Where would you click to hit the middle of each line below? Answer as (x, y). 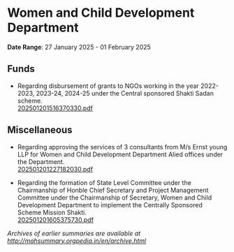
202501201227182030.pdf (55, 169)
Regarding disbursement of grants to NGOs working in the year (108, 86)
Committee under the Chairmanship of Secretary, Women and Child (114, 198)
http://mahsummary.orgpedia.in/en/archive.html (77, 240)
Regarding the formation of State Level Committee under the (104, 182)
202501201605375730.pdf (56, 220)
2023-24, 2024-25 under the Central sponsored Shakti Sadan (125, 93)
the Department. (41, 161)
